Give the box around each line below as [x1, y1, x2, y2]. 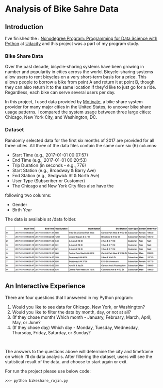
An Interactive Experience [5, 282, 86, 290]
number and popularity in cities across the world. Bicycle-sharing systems [5, 69, 154, 75]
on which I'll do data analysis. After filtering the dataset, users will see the [5, 354, 153, 359]
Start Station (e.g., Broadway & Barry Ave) [12, 167, 96, 173]
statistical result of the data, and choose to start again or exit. [5, 358, 128, 364]
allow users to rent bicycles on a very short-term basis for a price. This [5, 74, 147, 80]
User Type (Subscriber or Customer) [12, 178, 85, 184]
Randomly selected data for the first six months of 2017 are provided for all [5, 137, 154, 143]
